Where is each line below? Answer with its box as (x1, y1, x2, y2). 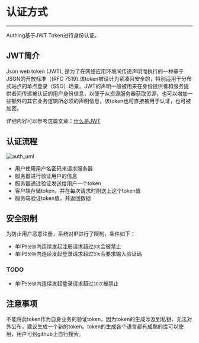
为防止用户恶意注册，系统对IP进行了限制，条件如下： (6, 230, 136, 237)
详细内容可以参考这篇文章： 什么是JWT (6, 117, 101, 125)
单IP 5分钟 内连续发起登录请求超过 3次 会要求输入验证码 (14, 250, 142, 258)
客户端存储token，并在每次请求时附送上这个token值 (14, 187, 141, 194)
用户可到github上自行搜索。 (16, 331, 84, 338)
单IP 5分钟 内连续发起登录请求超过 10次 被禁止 (14, 280, 119, 287)
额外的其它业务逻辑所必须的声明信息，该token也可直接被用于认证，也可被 (11, 97, 191, 104)
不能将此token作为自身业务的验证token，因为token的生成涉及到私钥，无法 (6, 316, 187, 323)
